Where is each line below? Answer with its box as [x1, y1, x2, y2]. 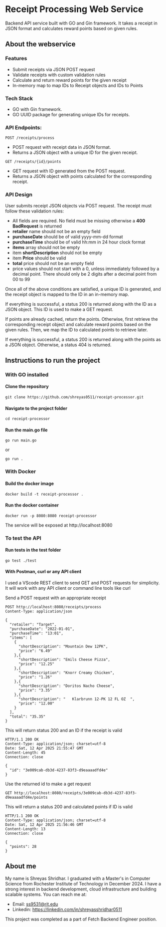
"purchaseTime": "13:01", [9, 631, 64, 636]
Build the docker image [5, 480, 54, 487]
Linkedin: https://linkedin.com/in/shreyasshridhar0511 [12, 906, 122, 912]
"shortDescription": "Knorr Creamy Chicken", [18, 670, 115, 675]
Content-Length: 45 [5, 750, 46, 755]
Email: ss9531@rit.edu [12, 901, 58, 907]
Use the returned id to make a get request [5, 781, 91, 787]
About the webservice [5, 40, 76, 49]
